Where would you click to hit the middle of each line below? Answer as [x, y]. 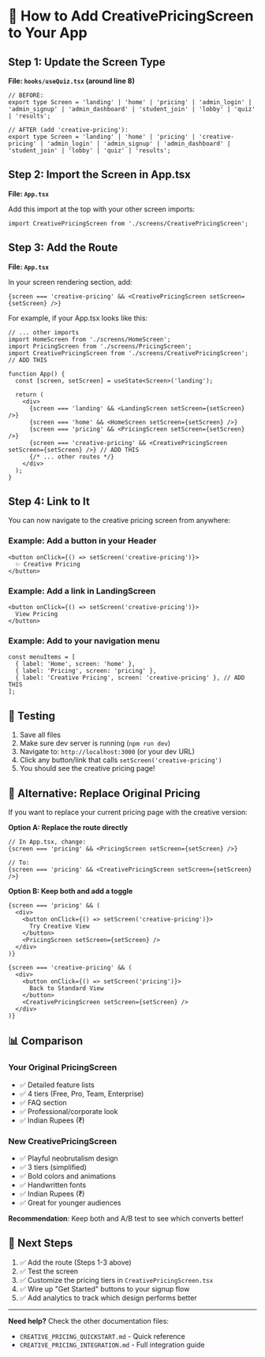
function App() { [37, 374]
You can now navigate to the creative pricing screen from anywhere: [119, 521]
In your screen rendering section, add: [70, 282]
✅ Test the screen [49, 1271]
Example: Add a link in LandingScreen [82, 591]
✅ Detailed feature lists [57, 1085]
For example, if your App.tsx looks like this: [78, 318]
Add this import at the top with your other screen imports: [102, 209]
